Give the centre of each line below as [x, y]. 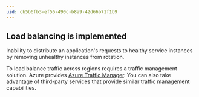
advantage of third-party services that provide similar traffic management [98, 81]
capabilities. [21, 88]
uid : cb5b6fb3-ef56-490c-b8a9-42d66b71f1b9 [62, 12]
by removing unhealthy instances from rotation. [65, 57]
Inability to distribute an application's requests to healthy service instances [99, 51]
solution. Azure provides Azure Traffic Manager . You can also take [89, 75]
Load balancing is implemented [67, 36]
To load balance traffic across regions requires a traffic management [92, 69]
